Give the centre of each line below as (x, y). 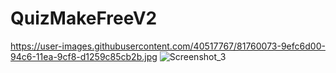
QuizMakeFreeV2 (84, 18)
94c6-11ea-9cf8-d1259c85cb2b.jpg (84, 56)
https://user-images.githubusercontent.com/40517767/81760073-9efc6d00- (168, 46)
